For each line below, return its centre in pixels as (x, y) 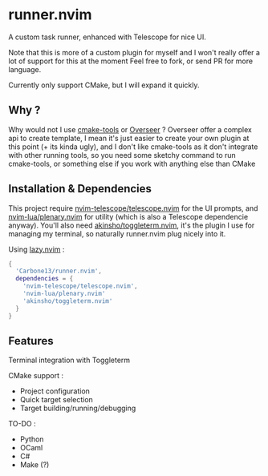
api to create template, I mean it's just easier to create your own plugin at (129, 138)
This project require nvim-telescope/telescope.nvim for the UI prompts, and (133, 208)
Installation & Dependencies (80, 189)
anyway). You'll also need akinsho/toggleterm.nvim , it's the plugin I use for (132, 225)
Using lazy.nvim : (37, 249)
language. (25, 69)
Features (31, 341)
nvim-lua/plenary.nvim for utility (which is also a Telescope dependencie (128, 216)
